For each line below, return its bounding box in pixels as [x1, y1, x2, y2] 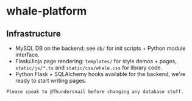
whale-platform [6, 4, 87, 18]
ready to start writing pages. [15, 77, 87, 84]
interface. [15, 51, 40, 58]
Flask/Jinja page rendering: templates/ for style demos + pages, [15, 58, 177, 64]
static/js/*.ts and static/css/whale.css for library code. [15, 64, 163, 71]
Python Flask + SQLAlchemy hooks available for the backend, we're [15, 71, 186, 77]
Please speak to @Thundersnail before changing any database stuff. [6, 89, 184, 95]
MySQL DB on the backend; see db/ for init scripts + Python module [15, 44, 186, 52]
